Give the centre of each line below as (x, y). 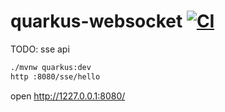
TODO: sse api (40, 49)
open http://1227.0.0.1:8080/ (68, 96)
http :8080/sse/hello (55, 76)
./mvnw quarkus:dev (51, 67)
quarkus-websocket (96, 21)
